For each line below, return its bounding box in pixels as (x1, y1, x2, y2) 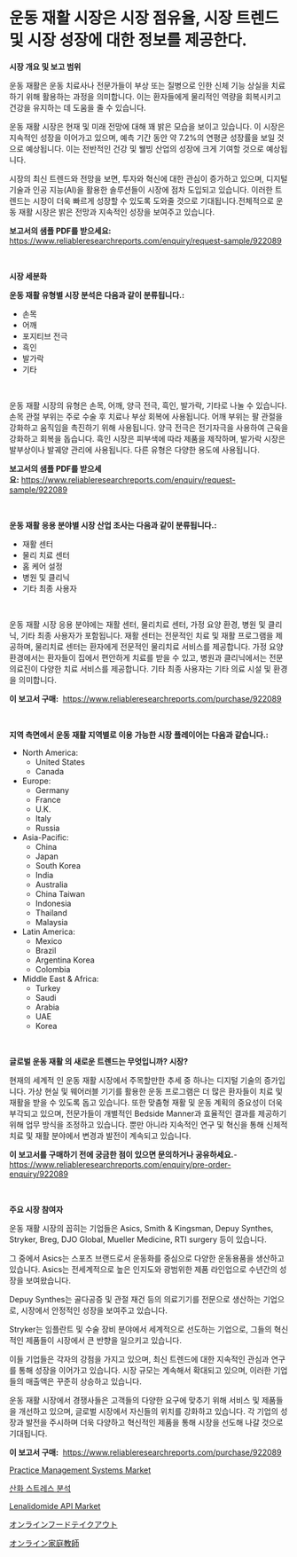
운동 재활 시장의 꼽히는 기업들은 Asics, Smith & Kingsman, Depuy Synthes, (9, 1223, 274, 1233)
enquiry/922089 (9, 1168, 69, 1179)
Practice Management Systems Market (9, 1465, 152, 1475)
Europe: (21, 775, 51, 786)
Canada (35, 766, 65, 776)
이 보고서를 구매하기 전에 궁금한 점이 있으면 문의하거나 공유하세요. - (9, 1149, 238, 1160)
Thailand (35, 907, 68, 918)
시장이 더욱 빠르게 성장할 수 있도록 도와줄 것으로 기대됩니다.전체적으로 (32, 195, 275, 206)
